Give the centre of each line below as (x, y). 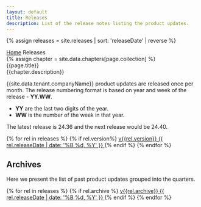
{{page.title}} (23, 65)
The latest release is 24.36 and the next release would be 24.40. (87, 127)
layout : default (27, 12)
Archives (24, 165)
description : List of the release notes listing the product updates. (98, 23)
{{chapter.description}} (35, 72)
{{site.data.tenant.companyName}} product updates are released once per (100, 84)
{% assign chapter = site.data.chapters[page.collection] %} (81, 59)
